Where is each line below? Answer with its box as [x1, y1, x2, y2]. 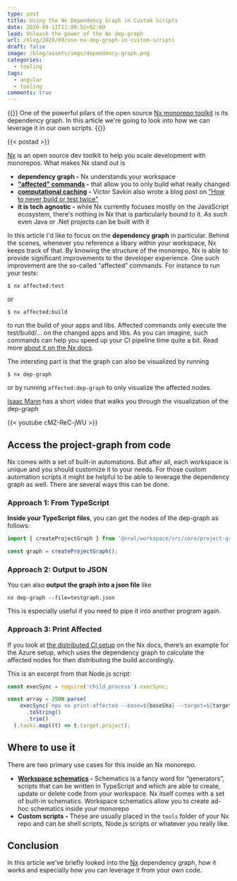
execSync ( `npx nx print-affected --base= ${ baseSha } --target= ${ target [20, 702, 232, 710]
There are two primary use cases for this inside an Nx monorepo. [7, 760, 197, 768]
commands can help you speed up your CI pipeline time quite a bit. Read [7, 336, 219, 345]
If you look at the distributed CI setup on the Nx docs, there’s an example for [7, 640, 229, 649]
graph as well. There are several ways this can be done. [7, 480, 170, 488]
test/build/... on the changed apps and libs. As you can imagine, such [7, 328, 208, 337]
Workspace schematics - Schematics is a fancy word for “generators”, [17, 774, 224, 783]
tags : [7, 69, 23, 76]
